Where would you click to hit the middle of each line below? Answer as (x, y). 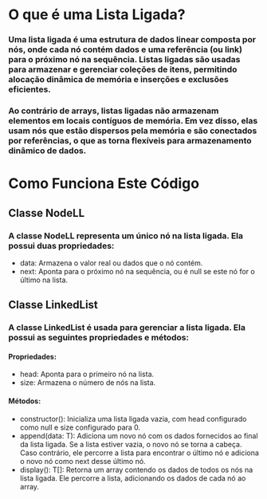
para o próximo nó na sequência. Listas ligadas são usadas (124, 60)
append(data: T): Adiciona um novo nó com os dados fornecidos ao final (139, 435)
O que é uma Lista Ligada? (97, 15)
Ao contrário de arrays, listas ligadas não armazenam (114, 111)
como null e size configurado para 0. (80, 427)
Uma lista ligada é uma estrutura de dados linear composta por (132, 40)
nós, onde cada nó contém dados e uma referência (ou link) (126, 49)
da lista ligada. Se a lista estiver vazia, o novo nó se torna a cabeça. (131, 444)
